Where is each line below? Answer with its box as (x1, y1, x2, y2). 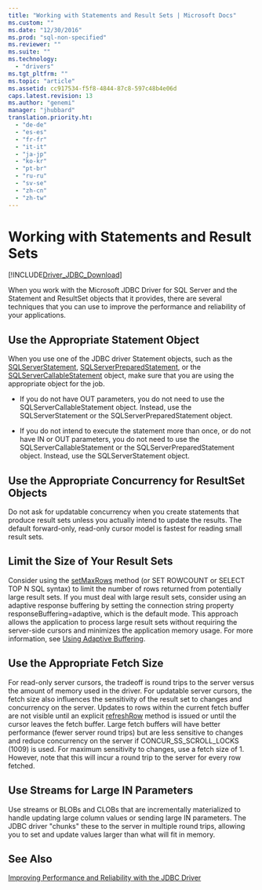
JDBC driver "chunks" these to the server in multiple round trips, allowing (8, 821, 246, 830)
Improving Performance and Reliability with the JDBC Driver (8, 873, 202, 883)
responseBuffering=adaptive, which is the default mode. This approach (8, 609, 238, 618)
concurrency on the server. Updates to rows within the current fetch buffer (8, 702, 249, 712)
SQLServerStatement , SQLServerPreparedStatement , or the (8, 363, 202, 372)
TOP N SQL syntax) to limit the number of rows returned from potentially (8, 584, 242, 593)
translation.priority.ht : (8, 114, 93, 122)
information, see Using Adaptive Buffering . (8, 633, 146, 644)
